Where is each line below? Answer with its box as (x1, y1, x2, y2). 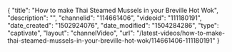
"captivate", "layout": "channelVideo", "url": (7, 28, 136, 37)
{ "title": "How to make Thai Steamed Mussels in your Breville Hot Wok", (7, 6, 219, 14)
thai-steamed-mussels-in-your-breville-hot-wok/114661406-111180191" (7, 36, 216, 45)
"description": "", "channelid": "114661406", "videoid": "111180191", (7, 14, 202, 22)
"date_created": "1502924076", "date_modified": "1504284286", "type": (7, 21, 219, 29)
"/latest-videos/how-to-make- (136, 28, 226, 37)
